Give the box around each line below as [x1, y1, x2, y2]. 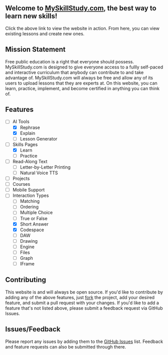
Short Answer [20, 221, 49, 227]
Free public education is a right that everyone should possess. [5, 58, 134, 64]
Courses [12, 181, 30, 187]
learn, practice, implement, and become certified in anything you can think [5, 85, 160, 91]
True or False [20, 215, 48, 221]
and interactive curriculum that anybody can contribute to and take [5, 69, 144, 75]
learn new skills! [5, 12, 58, 21]
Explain [20, 130, 36, 136]
